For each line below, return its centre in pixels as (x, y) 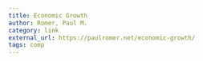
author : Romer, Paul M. (48, 23)
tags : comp (26, 45)
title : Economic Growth (48, 15)
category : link (34, 30)
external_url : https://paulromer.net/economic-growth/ (102, 38)
